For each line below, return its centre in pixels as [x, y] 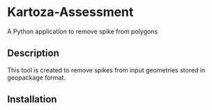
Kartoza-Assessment [70, 12]
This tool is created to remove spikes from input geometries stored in [106, 70]
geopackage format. [37, 77]
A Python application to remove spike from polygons [83, 31]
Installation [32, 99]
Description [33, 53]
